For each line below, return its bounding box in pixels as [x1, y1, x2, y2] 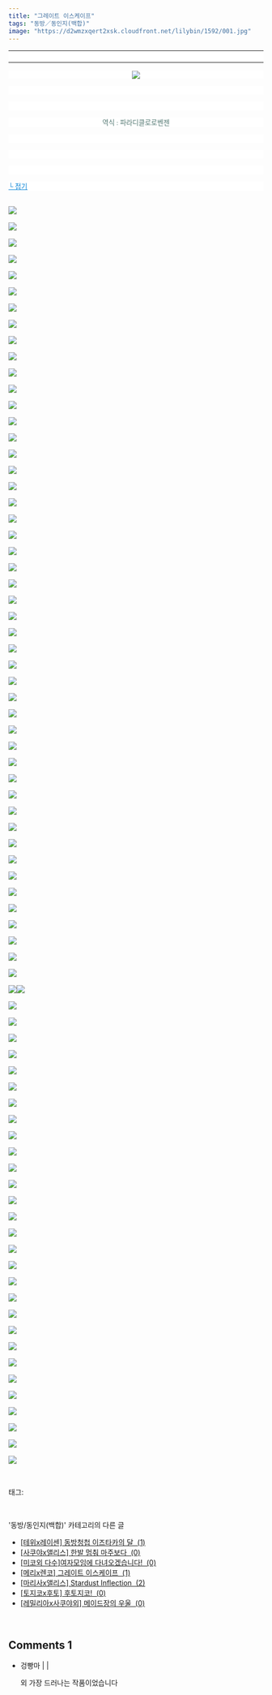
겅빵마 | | [19, 1661, 49, 1671]
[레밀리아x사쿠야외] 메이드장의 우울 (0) [19, 1598, 146, 1608]
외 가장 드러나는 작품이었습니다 [19, 1678, 118, 1688]
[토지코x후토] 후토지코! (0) [19, 1588, 107, 1598]
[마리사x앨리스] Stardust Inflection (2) [19, 1578, 146, 1588]
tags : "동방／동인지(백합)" [8, 19, 91, 28]
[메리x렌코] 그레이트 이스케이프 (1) [19, 1568, 131, 1578]
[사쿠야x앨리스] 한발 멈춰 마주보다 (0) [19, 1547, 141, 1558]
